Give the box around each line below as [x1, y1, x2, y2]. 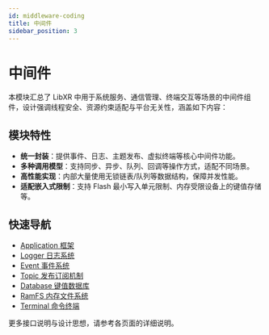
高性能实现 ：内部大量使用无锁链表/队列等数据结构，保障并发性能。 [19, 171, 242, 182]
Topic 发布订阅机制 [19, 270, 84, 280]
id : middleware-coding [8, 11, 85, 20]
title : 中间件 [8, 19, 53, 27]
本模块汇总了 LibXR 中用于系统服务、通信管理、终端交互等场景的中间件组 [8, 92, 251, 102]
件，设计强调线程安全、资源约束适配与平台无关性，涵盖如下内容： [8, 103, 228, 112]
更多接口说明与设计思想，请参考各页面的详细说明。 [8, 318, 179, 328]
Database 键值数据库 [19, 280, 90, 291]
